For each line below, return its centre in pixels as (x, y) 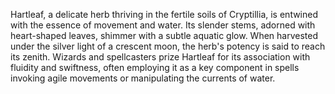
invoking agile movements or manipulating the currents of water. (143, 78)
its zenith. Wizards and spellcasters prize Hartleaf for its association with (160, 57)
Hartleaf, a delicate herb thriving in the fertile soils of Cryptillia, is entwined (164, 14)
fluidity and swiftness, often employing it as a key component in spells (155, 67)
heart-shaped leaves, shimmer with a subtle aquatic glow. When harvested (164, 35)
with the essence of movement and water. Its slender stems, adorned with (163, 25)
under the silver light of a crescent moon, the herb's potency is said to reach (168, 46)
